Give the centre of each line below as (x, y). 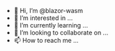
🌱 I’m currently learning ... (51, 25)
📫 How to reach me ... (46, 40)
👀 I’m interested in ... (43, 18)
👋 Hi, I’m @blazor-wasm (48, 11)
